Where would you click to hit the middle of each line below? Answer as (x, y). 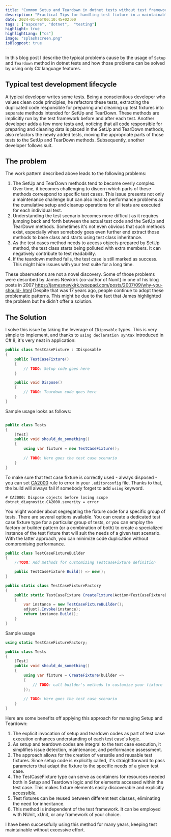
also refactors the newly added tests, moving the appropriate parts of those (84, 134)
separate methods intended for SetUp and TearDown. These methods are (82, 113)
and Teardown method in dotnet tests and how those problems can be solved (85, 63)
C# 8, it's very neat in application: (40, 340)
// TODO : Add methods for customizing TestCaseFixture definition (85, 563)
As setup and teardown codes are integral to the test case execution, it (87, 744)
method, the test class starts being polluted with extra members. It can (87, 248)
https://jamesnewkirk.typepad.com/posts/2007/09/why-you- (99, 285)
